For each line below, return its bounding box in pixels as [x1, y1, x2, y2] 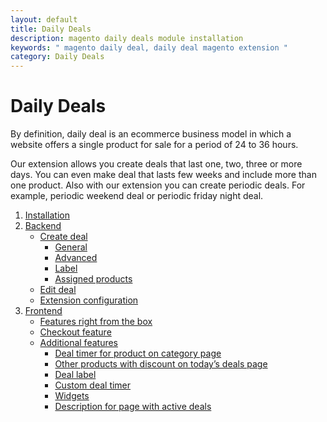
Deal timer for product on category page [54, 347, 222, 360]
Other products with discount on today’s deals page [54, 358, 268, 370]
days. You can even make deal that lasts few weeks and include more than [10, 169, 317, 181]
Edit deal [39, 284, 77, 296]
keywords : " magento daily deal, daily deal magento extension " [10, 42, 288, 53]
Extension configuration [39, 294, 139, 306]
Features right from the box [39, 316, 153, 328]
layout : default [10, 14, 78, 25]
